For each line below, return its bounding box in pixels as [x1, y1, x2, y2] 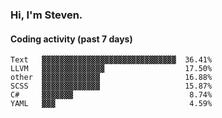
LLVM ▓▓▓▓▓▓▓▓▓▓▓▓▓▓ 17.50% [10, 64, 213, 74]
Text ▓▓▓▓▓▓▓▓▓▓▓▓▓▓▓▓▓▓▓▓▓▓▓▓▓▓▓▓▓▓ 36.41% [10, 55, 213, 65]
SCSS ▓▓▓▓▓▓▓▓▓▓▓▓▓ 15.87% [10, 81, 213, 92]
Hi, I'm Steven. [10, 8, 83, 22]
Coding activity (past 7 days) [10, 33, 133, 45]
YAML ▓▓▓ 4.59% [10, 99, 213, 109]
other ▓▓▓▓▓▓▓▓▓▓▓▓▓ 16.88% [10, 73, 213, 83]
